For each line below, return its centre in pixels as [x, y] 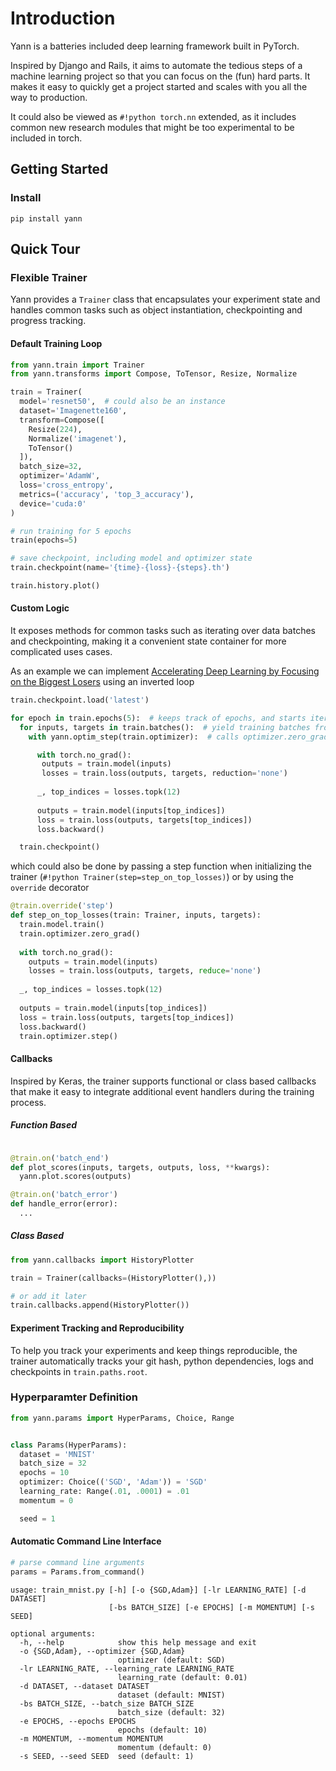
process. [28, 1102]
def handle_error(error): [64, 1204]
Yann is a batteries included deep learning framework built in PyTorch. [155, 46]
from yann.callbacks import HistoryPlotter [102, 1260]
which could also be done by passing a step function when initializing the [161, 866]
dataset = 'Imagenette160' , [73, 411]
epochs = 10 [44, 1473]
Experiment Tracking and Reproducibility [97, 1328]
